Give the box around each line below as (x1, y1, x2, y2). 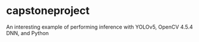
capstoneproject (6, 4, 90, 17)
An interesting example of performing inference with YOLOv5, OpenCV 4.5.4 (6, 23, 193, 30)
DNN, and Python (6, 29, 49, 36)
